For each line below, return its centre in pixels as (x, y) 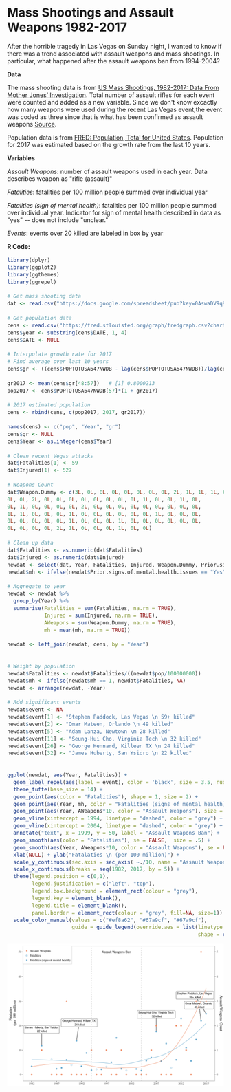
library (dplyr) (29, 260)
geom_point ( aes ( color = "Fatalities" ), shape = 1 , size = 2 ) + (106, 797)
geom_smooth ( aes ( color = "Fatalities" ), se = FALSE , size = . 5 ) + (112, 840)
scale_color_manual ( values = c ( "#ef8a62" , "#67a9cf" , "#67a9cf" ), (110, 920)
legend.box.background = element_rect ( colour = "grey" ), (115, 891)
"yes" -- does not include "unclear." (58, 220)
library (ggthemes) (33, 274)
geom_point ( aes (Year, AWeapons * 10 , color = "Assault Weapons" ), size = (118, 811)
